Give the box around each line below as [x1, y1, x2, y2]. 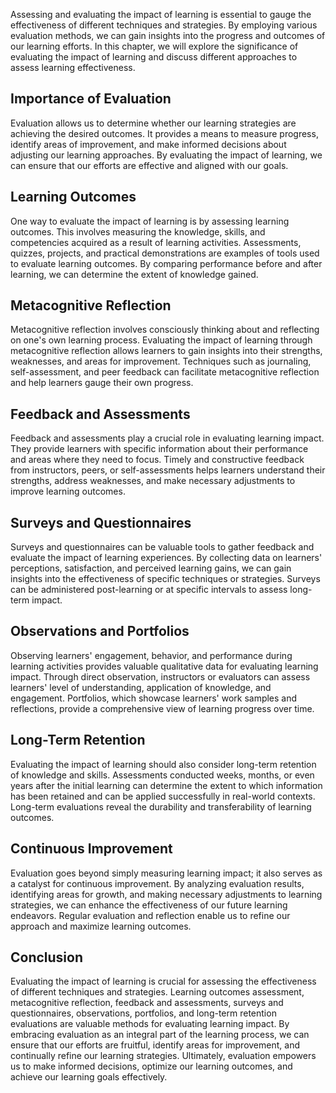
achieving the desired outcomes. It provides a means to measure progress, [10, 127, 319, 139]
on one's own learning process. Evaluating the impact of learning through [10, 334, 313, 346]
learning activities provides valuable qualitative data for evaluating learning [10, 660, 319, 672]
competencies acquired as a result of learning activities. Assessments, [10, 236, 302, 248]
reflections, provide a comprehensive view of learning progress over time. [10, 702, 315, 714]
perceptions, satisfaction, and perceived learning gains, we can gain [10, 562, 292, 574]
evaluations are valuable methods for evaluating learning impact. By [10, 1018, 290, 1030]
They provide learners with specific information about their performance [10, 443, 309, 455]
